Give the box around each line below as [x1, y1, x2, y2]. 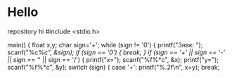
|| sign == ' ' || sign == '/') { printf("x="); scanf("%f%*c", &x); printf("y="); [7, 55, 219, 63]
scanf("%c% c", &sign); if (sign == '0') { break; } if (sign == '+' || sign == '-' [7, 48, 226, 56]
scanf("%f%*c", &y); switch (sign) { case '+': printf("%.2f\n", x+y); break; [7, 63, 220, 71]
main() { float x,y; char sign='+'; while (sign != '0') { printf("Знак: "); [7, 40, 203, 49]
